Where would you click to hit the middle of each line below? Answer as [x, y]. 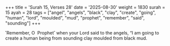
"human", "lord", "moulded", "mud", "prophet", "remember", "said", [75, 18]
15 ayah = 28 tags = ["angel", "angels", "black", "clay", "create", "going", [81, 12]
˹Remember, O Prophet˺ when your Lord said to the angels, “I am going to [82, 33]
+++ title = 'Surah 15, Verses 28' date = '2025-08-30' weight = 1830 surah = [85, 7]
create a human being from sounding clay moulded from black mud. [76, 38]
